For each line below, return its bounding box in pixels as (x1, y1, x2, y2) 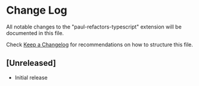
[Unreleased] (6, 58, 57, 68)
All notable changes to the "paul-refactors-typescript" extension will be (6, 23, 182, 30)
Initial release (14, 74, 48, 81)
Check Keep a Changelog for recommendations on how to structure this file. (6, 41, 194, 48)
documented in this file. (6, 29, 64, 36)
